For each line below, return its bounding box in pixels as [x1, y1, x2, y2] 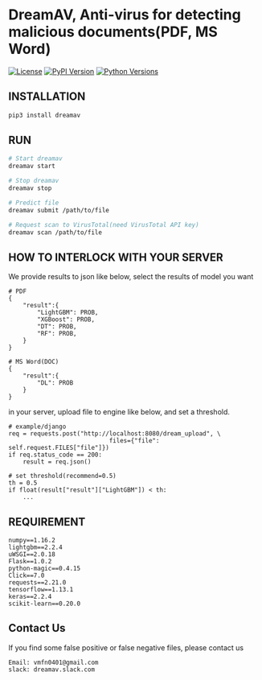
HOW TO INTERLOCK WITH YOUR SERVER [8, 250, 223, 264]
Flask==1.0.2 [8, 558, 52, 566]
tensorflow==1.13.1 [8, 586, 74, 594]
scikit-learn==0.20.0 [8, 600, 81, 608]
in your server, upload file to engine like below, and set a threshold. [8, 407, 231, 417]
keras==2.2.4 [8, 593, 52, 601]
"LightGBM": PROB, [37, 308, 99, 317]
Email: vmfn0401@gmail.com [8, 658, 99, 666]
